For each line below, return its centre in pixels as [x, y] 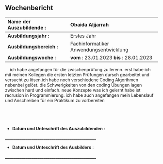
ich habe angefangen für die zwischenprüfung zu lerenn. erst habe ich [80, 69]
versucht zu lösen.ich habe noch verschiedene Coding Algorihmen [72, 80]
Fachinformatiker [90, 44]
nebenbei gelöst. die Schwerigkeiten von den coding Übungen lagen [73, 85]
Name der [19, 21]
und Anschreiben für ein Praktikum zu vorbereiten [55, 100]
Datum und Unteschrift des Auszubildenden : [58, 128]
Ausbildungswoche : [32, 58]
